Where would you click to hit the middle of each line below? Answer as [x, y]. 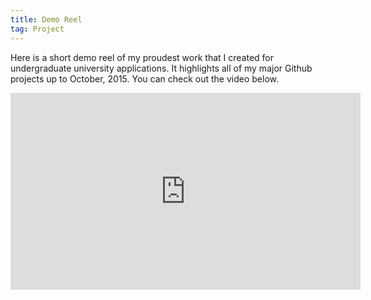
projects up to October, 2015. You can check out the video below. [144, 78]
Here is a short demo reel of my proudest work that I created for [142, 57]
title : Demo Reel [46, 19]
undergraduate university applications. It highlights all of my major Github [161, 68]
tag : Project [37, 29]
